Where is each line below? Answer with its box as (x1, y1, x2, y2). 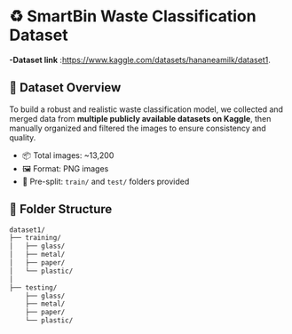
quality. (9, 131, 36, 143)
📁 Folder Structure (9, 202, 113, 217)
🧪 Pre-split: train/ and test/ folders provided (21, 176, 190, 187)
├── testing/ (9, 282, 58, 292)
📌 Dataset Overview (9, 80, 122, 95)
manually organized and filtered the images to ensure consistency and (9, 123, 266, 133)
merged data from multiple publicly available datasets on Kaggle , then (9, 113, 272, 123)
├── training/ (9, 234, 62, 243)
